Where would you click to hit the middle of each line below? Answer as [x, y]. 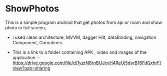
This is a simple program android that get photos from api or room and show [84, 22]
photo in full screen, [26, 27]
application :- [26, 57]
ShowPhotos [32, 9]
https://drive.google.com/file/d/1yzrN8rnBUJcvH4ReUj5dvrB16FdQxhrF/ [87, 63]
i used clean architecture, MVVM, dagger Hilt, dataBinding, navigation [84, 37]
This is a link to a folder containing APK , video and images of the [79, 52]
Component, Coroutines [37, 42]
